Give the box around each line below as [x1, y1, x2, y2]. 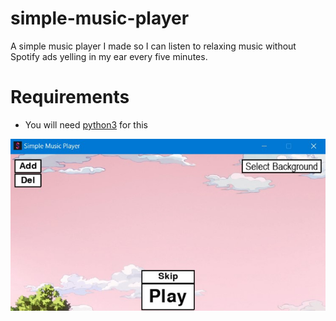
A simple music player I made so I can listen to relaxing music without [10, 40, 297, 52]
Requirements [10, 86, 130, 109]
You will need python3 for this [24, 118, 149, 131]
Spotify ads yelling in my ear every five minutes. [10, 50, 208, 62]
